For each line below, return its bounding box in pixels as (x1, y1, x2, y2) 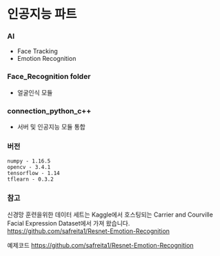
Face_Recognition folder (7, 72, 91, 82)
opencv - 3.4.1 (7, 164, 51, 171)
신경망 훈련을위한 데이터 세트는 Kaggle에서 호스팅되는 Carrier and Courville (7, 210, 214, 219)
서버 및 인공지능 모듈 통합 (17, 122, 86, 131)
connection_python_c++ (7, 106, 92, 116)
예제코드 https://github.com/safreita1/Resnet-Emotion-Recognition (7, 241, 194, 249)
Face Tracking (17, 47, 58, 55)
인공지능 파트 (7, 6, 77, 22)
